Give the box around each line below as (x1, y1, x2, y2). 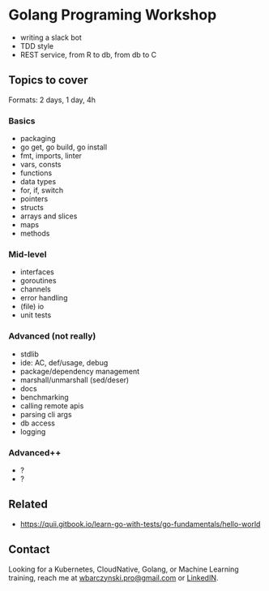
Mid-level (8, 248, 47, 260)
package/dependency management (19, 366, 140, 376)
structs (19, 203, 45, 213)
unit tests (19, 310, 52, 320)
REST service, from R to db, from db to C (19, 50, 157, 59)
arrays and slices (19, 211, 78, 221)
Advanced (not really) (8, 330, 96, 342)
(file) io (19, 302, 45, 312)
